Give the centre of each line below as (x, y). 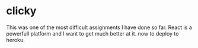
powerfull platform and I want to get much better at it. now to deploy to (92, 33)
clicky (21, 11)
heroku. (15, 40)
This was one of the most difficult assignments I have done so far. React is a (99, 27)
